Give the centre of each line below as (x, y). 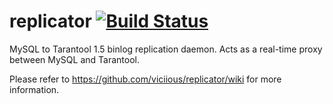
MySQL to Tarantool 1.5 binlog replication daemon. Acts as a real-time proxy (166, 49)
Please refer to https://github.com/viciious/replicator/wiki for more (145, 79)
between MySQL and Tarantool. (74, 59)
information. (34, 89)
